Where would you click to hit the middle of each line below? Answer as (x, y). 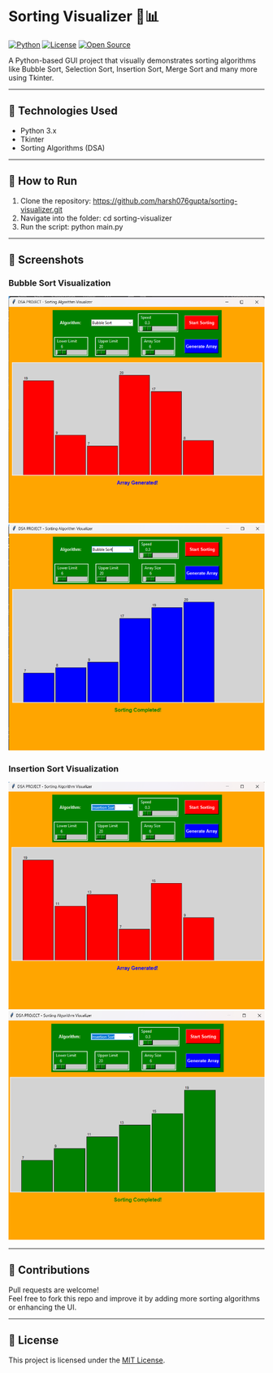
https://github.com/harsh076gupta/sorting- (165, 200)
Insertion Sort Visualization (64, 768)
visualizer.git (41, 209)
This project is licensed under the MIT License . (87, 1360)
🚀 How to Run (43, 181)
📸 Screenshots (46, 259)
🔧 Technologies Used (63, 111)
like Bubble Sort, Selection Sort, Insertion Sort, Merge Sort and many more (133, 69)
